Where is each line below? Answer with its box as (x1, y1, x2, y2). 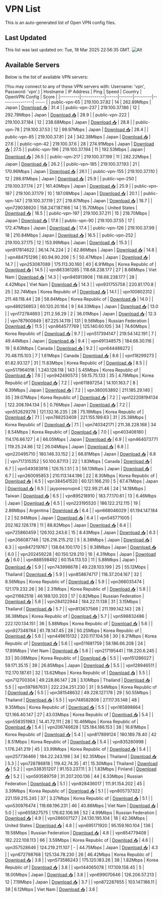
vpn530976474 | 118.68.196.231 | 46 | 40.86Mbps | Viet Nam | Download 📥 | (5, 803, 159, 809)
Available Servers (5, 61, 60, 69)
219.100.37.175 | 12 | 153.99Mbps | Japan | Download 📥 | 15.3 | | (5, 240, 132, 245)
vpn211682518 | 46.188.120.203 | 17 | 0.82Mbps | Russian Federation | (5, 593, 145, 599)
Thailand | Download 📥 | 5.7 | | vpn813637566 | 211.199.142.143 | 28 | (5, 606, 144, 612)
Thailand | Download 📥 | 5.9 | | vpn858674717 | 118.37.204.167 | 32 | (5, 571, 142, 577)
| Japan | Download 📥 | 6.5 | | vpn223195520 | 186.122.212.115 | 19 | (5, 500, 141, 506)
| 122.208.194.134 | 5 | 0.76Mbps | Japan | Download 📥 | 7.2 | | (5, 402, 130, 408)
